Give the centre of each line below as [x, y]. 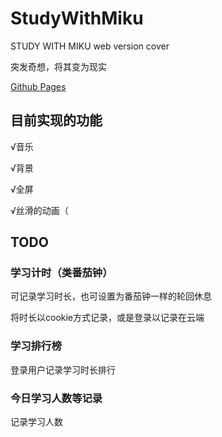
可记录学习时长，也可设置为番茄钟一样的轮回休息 [111, 296]
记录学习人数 [36, 422]
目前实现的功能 [56, 120]
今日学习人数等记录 [56, 398]
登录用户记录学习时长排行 [63, 369]
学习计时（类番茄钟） [61, 273]
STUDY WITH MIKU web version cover [90, 46]
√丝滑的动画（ [39, 210]
